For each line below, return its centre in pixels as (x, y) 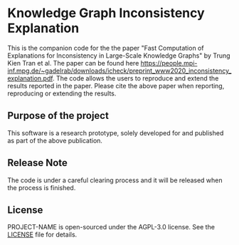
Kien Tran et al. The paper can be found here (73, 63)
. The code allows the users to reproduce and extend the (136, 78)
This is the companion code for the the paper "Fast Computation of (106, 48)
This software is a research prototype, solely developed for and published (116, 132)
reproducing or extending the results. (62, 93)
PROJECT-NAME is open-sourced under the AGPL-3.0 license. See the (111, 227)
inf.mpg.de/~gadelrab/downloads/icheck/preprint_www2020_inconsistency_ (119, 71)
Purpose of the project (58, 116)
